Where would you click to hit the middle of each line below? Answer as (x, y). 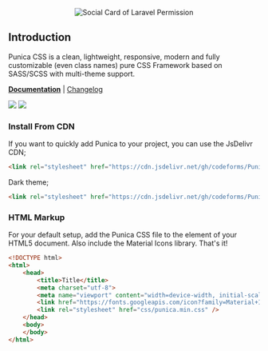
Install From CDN (42, 126)
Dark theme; (29, 182)
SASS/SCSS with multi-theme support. (72, 74)
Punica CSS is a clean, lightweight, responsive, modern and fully (114, 57)
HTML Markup (37, 217)
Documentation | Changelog (56, 89)
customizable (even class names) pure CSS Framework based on (115, 65)
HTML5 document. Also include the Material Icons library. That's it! (118, 243)
